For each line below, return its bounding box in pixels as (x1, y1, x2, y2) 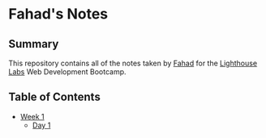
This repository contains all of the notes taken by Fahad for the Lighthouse (8, 58, 258, 68)
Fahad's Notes (8, 5, 108, 23)
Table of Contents (8, 90, 101, 104)
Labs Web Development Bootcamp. (8, 67, 127, 77)
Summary (8, 37, 59, 51)
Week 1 (19, 111, 45, 121)
